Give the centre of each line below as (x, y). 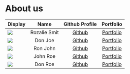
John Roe (45, 56)
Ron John (45, 48)
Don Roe (44, 64)
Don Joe (45, 40)
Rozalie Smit (45, 32)
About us (24, 9)
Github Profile (80, 24)
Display (16, 24)
